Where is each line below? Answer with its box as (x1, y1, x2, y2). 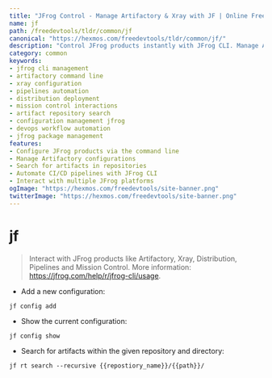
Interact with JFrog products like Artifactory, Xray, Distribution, (28, 254, 237, 263)
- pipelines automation (9, 86, 90, 95)
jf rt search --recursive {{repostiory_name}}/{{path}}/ (9, 361, 205, 370)
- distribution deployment (9, 94, 100, 103)
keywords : (9, 57, 43, 65)
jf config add (9, 302, 57, 310)
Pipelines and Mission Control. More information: (28, 262, 192, 271)
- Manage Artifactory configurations (9, 154, 136, 162)
